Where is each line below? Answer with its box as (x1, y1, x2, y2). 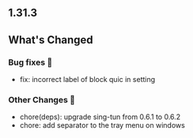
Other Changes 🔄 (8, 95, 75, 105)
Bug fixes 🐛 (8, 57, 53, 68)
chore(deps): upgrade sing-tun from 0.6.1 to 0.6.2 (19, 112, 181, 121)
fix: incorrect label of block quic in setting (19, 75, 156, 84)
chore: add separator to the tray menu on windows (19, 121, 186, 130)
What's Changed (8, 33, 93, 47)
